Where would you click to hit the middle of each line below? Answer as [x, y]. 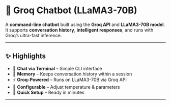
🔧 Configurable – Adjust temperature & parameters [66, 87]
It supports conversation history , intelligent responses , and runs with [79, 30]
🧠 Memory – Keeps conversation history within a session [72, 74]
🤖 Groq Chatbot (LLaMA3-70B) [71, 10]
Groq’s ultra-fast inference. [34, 35]
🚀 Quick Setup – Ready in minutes [49, 92]
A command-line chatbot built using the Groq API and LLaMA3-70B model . [85, 24]
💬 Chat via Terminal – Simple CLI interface [57, 68]
